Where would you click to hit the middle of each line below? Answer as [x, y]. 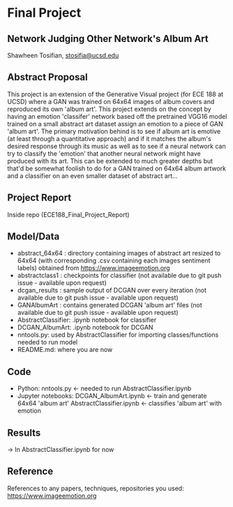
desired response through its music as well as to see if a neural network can [116, 146]
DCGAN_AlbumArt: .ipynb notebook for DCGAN [85, 328]
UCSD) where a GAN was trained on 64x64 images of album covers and [111, 101]
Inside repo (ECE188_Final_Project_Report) [69, 214]
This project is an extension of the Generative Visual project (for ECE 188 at [115, 94]
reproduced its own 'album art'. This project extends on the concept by [109, 109]
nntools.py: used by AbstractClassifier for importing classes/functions [118, 335]
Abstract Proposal [48, 77]
